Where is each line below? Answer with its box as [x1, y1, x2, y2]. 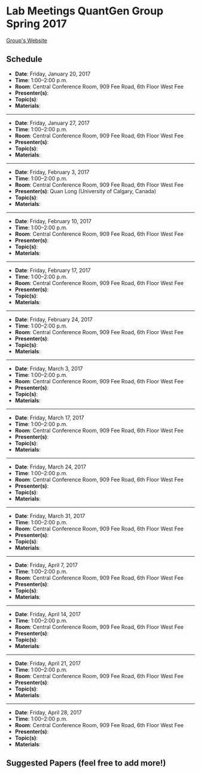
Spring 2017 [6, 17, 67, 31]
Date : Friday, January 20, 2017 [14, 70, 91, 77]
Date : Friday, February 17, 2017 [14, 266, 91, 274]
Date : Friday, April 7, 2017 [14, 561, 78, 568]
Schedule [6, 54, 43, 64]
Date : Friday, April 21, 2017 [14, 659, 81, 667]
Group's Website [6, 37, 48, 44]
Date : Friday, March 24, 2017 [14, 463, 87, 470]
